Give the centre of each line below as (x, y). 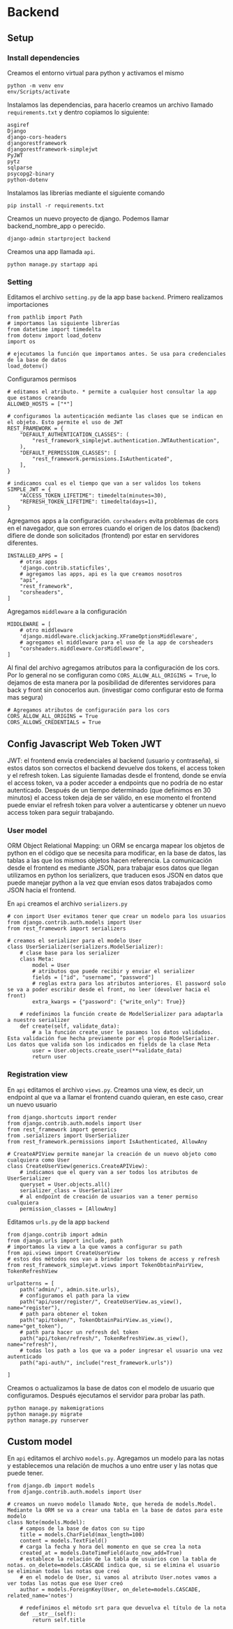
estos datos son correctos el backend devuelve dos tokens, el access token (116, 767)
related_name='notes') (40, 1596)
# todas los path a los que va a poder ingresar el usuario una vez (121, 1351)
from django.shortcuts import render (62, 1117)
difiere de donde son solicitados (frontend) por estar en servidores (103, 536)
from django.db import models (51, 1486)
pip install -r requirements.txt (56, 205)
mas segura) (25, 698)
